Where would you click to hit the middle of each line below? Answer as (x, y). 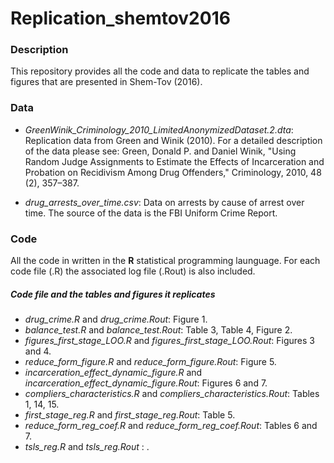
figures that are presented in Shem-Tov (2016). (106, 82)
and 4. (38, 351)
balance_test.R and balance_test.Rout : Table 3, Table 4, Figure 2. (158, 330)
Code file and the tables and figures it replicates (113, 294)
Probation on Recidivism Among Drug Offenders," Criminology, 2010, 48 (173, 172)
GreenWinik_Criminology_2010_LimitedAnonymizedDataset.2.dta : (159, 129)
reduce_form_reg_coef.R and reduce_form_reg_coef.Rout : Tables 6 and (171, 426)
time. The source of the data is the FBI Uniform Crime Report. (151, 213)
